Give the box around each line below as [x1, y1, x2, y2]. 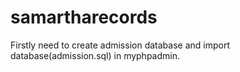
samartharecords [10, 6, 158, 29]
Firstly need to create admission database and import [10, 39, 230, 51]
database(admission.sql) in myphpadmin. [10, 49, 181, 61]
